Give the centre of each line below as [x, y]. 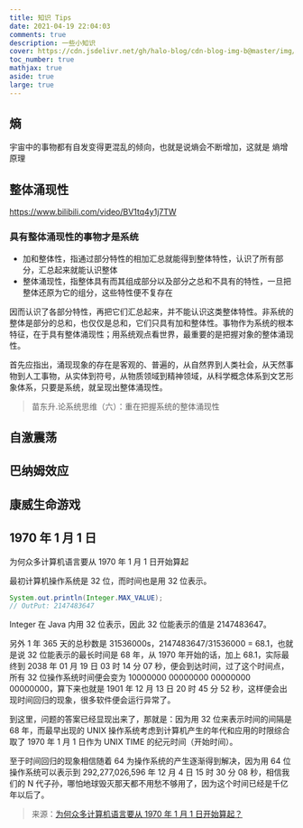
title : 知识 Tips [41, 18]
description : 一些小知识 [53, 43]
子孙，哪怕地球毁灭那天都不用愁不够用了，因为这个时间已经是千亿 [166, 784]
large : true [32, 85]
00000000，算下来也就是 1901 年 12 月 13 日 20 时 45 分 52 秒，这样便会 [144, 689]
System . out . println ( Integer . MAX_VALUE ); [87, 598]
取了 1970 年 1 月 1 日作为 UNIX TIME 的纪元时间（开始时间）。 [124, 742]
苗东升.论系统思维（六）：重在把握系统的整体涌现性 [125, 406]
